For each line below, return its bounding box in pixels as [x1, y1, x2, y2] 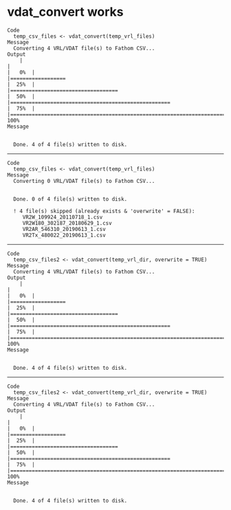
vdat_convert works [7, 4, 124, 20]
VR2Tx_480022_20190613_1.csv [22, 232, 107, 239]
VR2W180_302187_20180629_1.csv [22, 219, 112, 227]
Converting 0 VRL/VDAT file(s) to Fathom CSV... [13, 177, 155, 184]
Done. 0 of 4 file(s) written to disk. [13, 195, 128, 203]
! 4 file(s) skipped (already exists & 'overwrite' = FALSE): [13, 208, 195, 214]
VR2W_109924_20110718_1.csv [22, 214, 103, 221]
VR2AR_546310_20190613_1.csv [22, 225, 107, 232]
